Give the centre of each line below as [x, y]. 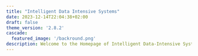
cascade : [17, 33]
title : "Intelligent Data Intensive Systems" [63, 11]
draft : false [22, 22]
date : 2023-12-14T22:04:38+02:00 [47, 17]
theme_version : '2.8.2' [35, 28]
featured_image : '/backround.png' [54, 38]
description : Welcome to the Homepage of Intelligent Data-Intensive [93, 44]
